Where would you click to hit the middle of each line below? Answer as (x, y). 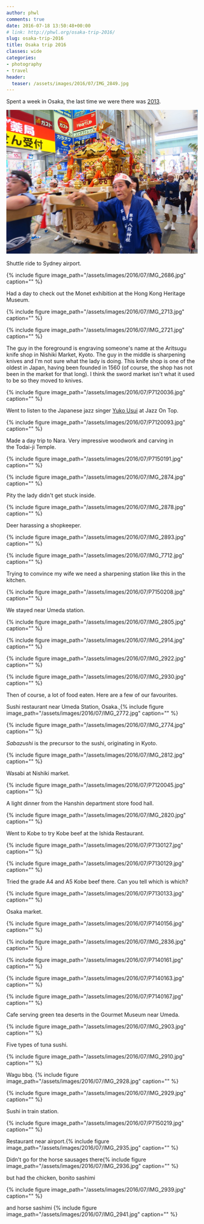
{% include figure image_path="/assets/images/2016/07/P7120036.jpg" (96, 392)
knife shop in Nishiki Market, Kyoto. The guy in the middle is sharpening (96, 355)
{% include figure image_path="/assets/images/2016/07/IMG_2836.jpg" (96, 942)
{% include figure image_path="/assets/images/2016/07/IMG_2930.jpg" (96, 677)
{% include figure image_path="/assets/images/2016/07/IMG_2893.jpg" (96, 537)
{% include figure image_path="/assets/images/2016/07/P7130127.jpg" (95, 845)
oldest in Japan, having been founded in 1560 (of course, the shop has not (99, 367)
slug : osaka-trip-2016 (35, 39)
